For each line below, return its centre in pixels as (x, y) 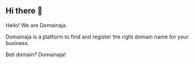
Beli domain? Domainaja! (36, 55)
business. (17, 43)
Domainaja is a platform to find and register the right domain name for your (97, 37)
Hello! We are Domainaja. (37, 25)
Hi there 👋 (24, 11)
